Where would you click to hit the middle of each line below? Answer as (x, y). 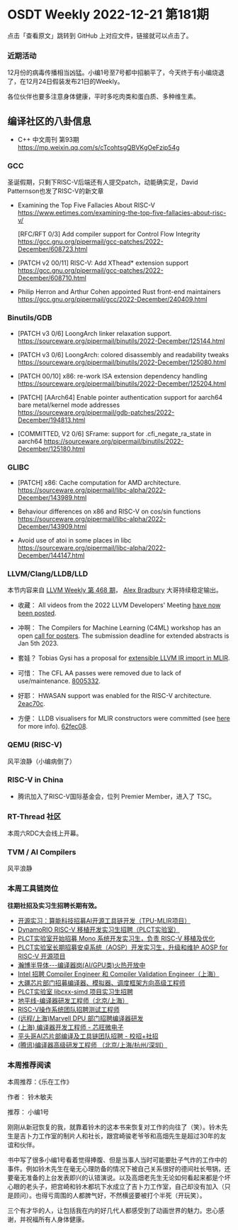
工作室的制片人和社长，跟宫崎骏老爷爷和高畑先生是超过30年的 (129, 1136)
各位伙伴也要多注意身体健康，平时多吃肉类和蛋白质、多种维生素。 (103, 97)
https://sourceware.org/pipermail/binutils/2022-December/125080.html (122, 362)
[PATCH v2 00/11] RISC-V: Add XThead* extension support (103, 263)
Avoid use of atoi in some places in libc (74, 540)
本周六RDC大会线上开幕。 (45, 833)
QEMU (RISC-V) (35, 745)
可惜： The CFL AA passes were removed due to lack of (100, 673)
